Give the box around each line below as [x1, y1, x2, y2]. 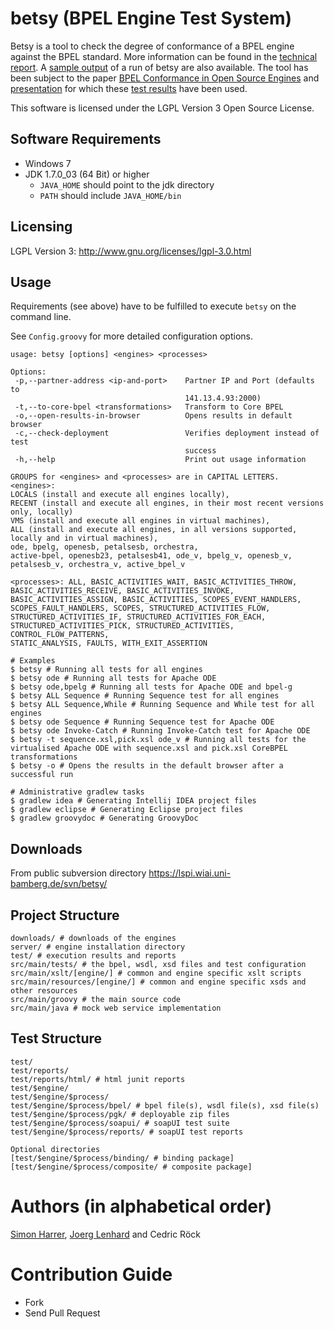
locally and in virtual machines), [10, 533, 159, 544]
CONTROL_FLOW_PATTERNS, [10, 630, 110, 640]
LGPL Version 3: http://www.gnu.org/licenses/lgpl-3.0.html [10, 245, 252, 257]
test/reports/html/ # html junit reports [10, 1074, 186, 1084]
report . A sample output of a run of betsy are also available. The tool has [10, 61, 309, 73]
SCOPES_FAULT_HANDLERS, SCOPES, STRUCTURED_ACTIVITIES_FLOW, [10, 603, 271, 614]
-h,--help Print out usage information [14, 455, 307, 465]
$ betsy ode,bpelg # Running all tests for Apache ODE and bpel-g [10, 682, 293, 692]
